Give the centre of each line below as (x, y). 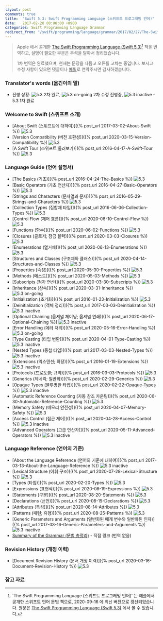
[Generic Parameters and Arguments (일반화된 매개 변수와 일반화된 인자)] (83, 519)
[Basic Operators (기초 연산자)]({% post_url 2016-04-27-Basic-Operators (84, 185)
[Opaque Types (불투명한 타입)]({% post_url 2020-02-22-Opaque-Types (84, 385)
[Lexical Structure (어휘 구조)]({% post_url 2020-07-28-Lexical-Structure (85, 471)
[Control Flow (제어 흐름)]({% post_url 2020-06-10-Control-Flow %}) (80, 219)
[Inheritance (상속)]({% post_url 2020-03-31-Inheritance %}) (73, 288)
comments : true (20, 14)
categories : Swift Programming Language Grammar (55, 28)
